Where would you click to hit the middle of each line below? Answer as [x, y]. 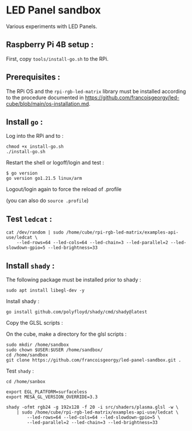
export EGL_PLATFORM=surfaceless [47, 392]
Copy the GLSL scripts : [34, 323]
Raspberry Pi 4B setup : [50, 45]
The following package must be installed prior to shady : [74, 280]
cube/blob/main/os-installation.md [48, 103]
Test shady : [20, 371]
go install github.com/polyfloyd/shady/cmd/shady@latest [77, 312]
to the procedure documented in [45, 98]
